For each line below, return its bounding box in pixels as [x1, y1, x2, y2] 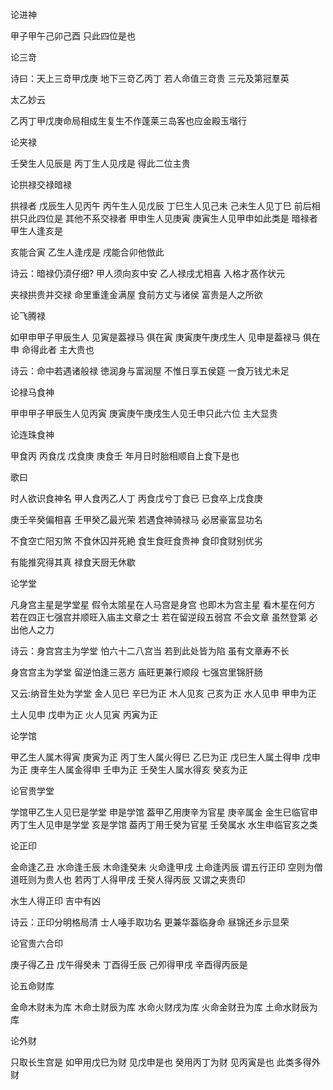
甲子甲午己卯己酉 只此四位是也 [10, 30, 136, 42]
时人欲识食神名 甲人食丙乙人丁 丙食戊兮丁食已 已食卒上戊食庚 [10, 493, 263, 504]
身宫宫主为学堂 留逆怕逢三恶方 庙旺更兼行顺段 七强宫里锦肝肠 [10, 666, 263, 678]
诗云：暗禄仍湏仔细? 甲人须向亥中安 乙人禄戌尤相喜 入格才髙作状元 [10, 268, 285, 279]
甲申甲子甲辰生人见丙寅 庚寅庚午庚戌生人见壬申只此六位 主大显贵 [10, 408, 278, 419]
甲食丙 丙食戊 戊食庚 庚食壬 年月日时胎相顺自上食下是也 [10, 450, 240, 462]
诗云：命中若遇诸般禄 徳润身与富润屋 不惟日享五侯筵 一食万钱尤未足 [10, 365, 290, 377]
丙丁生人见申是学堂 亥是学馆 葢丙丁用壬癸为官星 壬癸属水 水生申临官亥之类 [10, 819, 318, 830]
